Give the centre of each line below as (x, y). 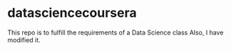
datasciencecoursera (72, 13)
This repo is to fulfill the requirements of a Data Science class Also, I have (115, 32)
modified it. (24, 39)
